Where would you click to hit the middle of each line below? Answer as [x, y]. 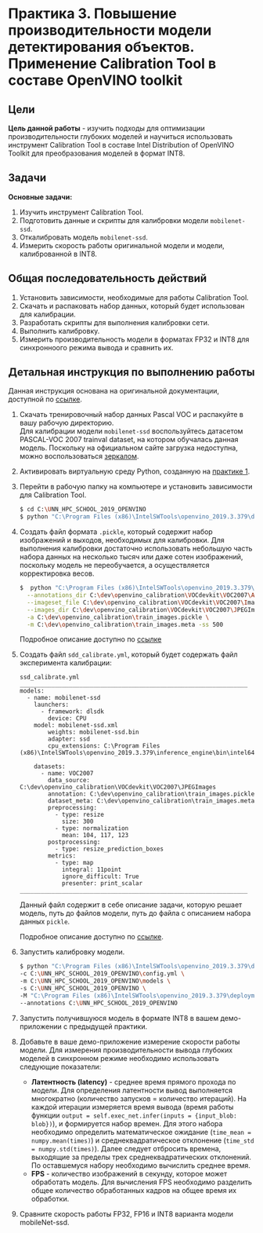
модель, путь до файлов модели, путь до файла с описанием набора [135, 913]
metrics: [62, 856]
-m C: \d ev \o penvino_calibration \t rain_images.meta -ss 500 [125, 624]
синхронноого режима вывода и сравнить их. [96, 347]
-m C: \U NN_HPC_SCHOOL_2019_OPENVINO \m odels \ [95, 981]
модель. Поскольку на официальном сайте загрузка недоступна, [129, 448]
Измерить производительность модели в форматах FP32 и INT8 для [134, 339]
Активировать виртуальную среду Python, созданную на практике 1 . [135, 471]
